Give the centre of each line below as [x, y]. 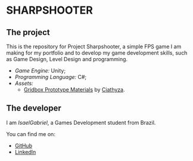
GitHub [24, 146]
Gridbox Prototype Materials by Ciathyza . [74, 89]
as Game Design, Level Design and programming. [67, 59]
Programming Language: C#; [51, 77]
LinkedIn [25, 151]
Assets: [24, 83]
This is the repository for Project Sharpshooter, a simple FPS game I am [94, 46]
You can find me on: [31, 134]
